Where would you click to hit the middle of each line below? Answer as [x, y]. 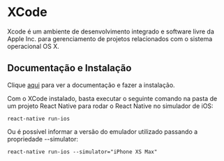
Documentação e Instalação [69, 68]
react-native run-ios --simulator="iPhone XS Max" [82, 152]
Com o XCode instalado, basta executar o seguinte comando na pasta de [112, 98]
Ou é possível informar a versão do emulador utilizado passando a [103, 131]
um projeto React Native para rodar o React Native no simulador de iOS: [111, 106]
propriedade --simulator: [43, 139]
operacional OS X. [33, 46]
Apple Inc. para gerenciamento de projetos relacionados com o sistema [110, 38]
